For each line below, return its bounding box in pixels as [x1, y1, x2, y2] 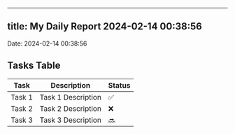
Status [108, 80, 131, 90]
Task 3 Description [39, 115, 101, 125]
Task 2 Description [39, 103, 101, 113]
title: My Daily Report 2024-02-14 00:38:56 [7, 20, 203, 32]
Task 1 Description [39, 92, 101, 102]
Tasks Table [7, 60, 61, 72]
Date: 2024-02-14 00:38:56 [7, 39, 87, 48]
